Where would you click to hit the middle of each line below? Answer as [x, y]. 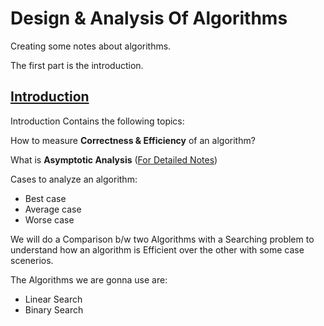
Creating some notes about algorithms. [91, 46]
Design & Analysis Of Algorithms [149, 18]
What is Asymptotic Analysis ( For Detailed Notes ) [114, 159]
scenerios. [32, 260]
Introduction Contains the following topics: [97, 121]
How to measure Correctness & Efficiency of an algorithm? [133, 140]
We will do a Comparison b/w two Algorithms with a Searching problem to [162, 239]
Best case [45, 198]
